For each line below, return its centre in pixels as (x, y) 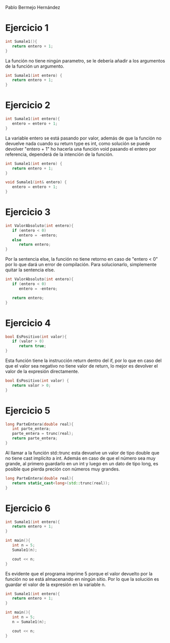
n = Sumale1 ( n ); (29, 622)
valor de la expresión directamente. (42, 371)
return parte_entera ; (35, 438)
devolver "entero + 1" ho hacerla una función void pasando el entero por (81, 149)
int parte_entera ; (31, 429)
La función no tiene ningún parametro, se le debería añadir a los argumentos (85, 61)
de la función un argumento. (35, 66)
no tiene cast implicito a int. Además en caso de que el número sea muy (80, 458)
